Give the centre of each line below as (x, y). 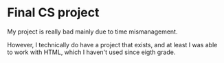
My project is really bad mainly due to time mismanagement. (92, 32)
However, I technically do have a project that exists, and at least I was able (112, 45)
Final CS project (53, 13)
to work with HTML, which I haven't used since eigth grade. (91, 52)
